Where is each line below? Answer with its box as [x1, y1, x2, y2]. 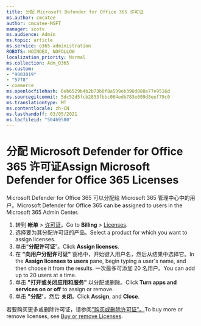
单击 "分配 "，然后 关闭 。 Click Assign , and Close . [15, 293, 140, 300]
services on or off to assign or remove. [15, 286, 114, 293]
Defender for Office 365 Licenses [6, 173, 179, 187]
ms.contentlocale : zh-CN [6, 105, 69, 112]
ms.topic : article [6, 37, 53, 43]
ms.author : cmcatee [6, 15, 56, 21]
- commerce [6, 83, 34, 89]
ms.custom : [6, 65, 34, 72]
